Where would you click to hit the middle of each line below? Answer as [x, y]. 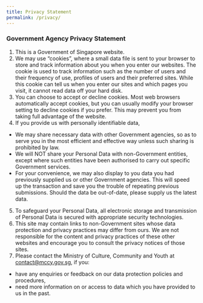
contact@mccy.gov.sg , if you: [52, 262]
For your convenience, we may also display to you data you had [95, 173]
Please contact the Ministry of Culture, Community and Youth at [95, 256]
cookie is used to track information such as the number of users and [100, 71]
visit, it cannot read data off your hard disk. [69, 90]
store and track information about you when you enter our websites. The [105, 65]
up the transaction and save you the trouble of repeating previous [97, 186]
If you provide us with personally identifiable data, [78, 122]
